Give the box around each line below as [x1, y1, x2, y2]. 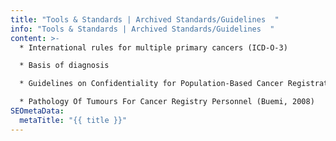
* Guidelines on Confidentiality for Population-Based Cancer [19, 79, 284, 89]
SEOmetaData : [10, 106, 65, 116]
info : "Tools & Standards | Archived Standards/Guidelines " [10, 24, 275, 34]
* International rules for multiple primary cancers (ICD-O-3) [19, 42, 288, 53]
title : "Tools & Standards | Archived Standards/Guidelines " [10, 14, 280, 25]
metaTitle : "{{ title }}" [19, 115, 128, 125]
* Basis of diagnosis [19, 61, 110, 71]
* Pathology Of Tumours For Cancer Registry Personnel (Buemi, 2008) [19, 97, 315, 107]
